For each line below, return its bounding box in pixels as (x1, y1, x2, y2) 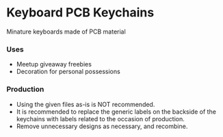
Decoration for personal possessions (16, 67, 120, 76)
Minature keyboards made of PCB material (6, 27, 126, 36)
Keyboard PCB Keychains (6, 5, 155, 21)
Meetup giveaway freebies (16, 60, 92, 68)
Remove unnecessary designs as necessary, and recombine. (16, 122, 188, 130)
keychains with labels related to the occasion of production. (16, 114, 185, 123)
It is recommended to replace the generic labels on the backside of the (16, 108, 217, 116)
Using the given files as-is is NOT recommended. (16, 100, 155, 108)
